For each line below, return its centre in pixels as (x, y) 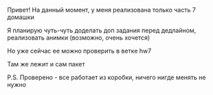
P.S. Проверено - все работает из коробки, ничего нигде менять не (106, 77)
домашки (21, 17)
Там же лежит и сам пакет (46, 64)
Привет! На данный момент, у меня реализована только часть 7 (101, 10)
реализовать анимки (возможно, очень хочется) (79, 38)
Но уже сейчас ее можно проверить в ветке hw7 (79, 51)
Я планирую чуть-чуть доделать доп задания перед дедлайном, (102, 30)
